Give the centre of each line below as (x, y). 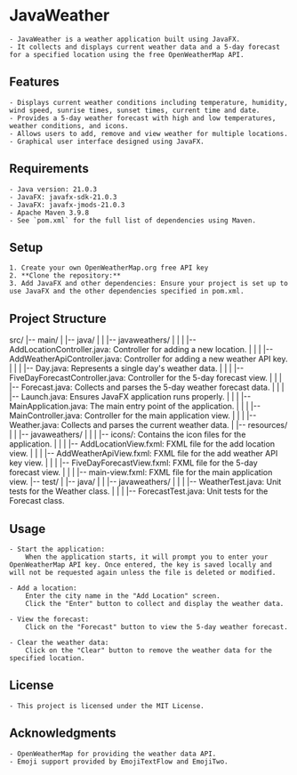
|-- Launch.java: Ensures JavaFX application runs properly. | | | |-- (130, 397)
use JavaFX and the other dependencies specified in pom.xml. (127, 291)
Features (34, 82)
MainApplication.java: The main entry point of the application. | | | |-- (135, 407)
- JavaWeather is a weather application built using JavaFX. (125, 39)
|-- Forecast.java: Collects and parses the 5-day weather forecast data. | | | (147, 387)
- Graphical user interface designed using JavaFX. (107, 141)
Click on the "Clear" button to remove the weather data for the (149, 650)
